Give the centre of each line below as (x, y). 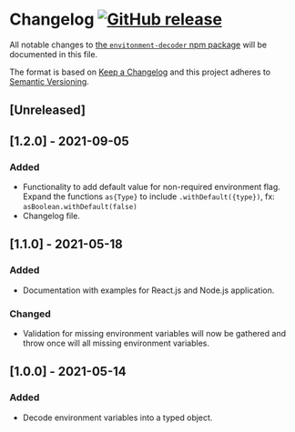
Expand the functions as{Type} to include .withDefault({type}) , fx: (148, 196)
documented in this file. (54, 54)
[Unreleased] (48, 111)
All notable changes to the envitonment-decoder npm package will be (138, 45)
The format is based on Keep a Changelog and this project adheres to (140, 72)
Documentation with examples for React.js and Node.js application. (148, 290)
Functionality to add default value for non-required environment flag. (151, 187)
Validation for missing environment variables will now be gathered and (154, 333)
